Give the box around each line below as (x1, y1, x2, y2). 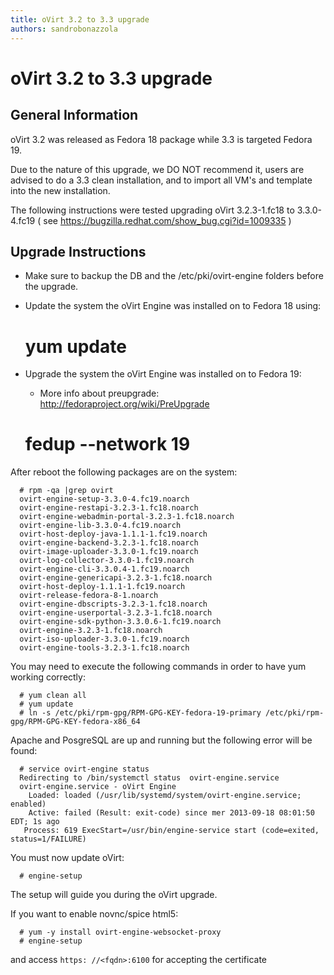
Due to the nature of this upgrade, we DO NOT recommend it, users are (10, 163, 305, 175)
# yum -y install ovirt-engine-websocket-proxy (19, 927, 222, 938)
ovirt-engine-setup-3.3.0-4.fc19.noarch (19, 494, 190, 505)
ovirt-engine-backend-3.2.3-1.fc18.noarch (19, 538, 199, 548)
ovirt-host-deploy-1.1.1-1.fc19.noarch (19, 582, 186, 592)
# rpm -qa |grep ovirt (19, 486, 114, 496)
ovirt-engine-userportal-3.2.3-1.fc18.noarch (19, 608, 213, 618)
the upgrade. (24, 281, 79, 293)
